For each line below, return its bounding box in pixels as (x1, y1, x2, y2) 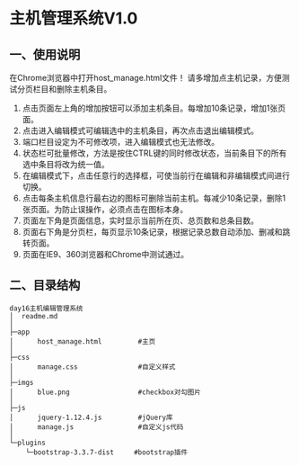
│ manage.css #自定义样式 (9, 362, 176, 372)
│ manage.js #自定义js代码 (9, 422, 184, 432)
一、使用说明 (9, 47, 81, 62)
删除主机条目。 (56, 84, 112, 94)
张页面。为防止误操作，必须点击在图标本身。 (22, 204, 189, 214)
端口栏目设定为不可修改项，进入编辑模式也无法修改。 (22, 137, 220, 147)
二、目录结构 (9, 278, 81, 293)
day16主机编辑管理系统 (9, 303, 84, 313)
